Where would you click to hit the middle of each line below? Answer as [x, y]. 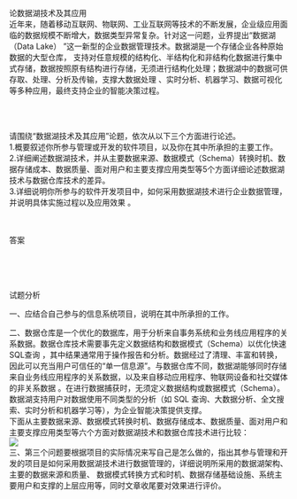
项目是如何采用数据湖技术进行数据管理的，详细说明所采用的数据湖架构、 [156, 463]
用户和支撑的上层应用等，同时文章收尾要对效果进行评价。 [121, 485]
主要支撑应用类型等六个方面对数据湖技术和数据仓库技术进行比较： [129, 432]
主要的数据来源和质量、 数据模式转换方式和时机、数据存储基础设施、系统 [142, 474]
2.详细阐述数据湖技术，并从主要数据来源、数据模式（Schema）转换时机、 [144, 158]
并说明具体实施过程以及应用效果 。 [72, 203]
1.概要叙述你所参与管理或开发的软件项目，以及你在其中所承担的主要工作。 [144, 147]
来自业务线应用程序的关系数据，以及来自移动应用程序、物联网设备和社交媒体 [148, 377]
